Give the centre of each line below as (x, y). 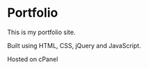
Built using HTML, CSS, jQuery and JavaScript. (74, 45)
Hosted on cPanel (33, 59)
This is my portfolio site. (42, 32)
